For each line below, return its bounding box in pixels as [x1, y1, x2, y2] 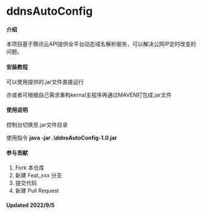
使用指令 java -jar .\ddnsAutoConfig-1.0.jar [6, 134, 117, 141]
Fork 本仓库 [15, 164, 45, 171]
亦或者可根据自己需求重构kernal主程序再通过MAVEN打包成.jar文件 [6, 91, 172, 99]
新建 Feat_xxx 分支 [15, 172, 62, 179]
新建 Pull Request [15, 187, 59, 194]
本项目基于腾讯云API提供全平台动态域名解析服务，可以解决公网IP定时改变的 [6, 40, 197, 48]
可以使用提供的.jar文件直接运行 [6, 78, 84, 85]
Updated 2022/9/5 [6, 201, 55, 209]
